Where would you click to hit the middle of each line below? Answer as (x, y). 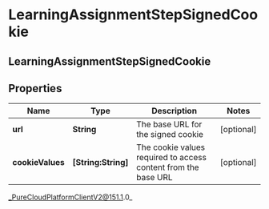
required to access (171, 158)
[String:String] (100, 163)
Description (175, 111)
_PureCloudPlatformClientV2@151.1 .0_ (70, 197)
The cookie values (171, 147)
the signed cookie (170, 135)
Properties (35, 88)
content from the (167, 167)
